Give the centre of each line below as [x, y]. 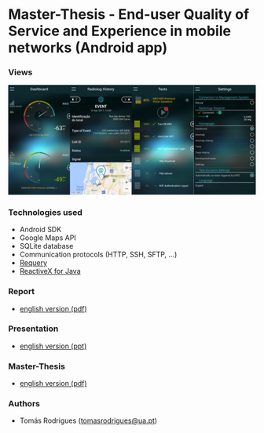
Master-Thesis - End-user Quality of [129, 15]
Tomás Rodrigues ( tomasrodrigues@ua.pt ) [88, 420]
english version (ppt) [53, 346]
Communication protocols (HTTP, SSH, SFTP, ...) [98, 255]
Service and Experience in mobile [120, 31]
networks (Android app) [88, 48]
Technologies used [45, 212]
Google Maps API [48, 238]
